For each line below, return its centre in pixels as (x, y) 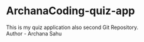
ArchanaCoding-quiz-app (71, 11)
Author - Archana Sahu (34, 33)
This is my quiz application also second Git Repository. (72, 27)
